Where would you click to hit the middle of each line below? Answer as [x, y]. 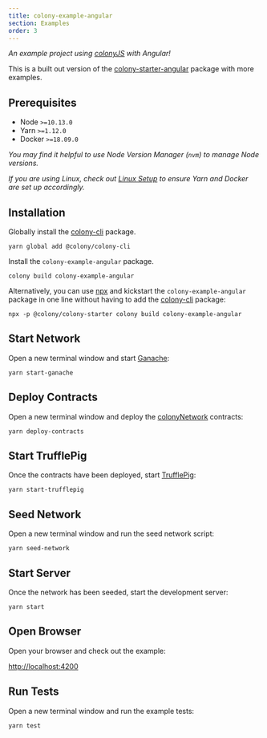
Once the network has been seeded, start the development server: [118, 592]
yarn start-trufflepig [46, 490]
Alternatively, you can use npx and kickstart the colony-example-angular [127, 291]
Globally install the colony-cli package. [72, 232]
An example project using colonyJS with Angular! [89, 54]
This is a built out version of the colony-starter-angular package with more [131, 69]
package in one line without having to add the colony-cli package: [117, 299]
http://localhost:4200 [43, 666]
